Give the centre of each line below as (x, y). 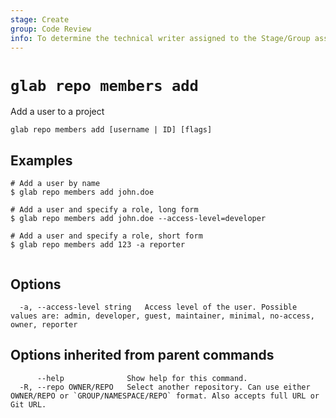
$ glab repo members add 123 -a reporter (98, 245)
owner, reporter (44, 324)
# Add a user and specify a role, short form (106, 236)
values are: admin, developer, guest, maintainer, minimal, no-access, (162, 316)
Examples (41, 160)
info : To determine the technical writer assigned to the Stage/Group (160, 38)
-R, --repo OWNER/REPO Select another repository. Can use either (165, 387)
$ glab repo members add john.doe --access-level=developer (138, 219)
